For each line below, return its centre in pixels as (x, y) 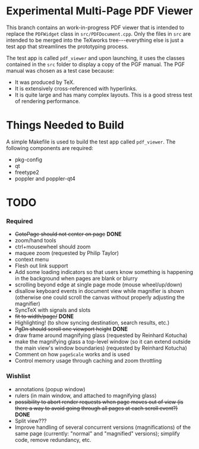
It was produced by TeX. (45, 82)
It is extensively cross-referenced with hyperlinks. (76, 88)
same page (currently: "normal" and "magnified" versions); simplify (97, 434)
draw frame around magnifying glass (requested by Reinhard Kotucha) (101, 335)
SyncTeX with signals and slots (53, 310)
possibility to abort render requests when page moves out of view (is (99, 402)
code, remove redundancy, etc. (53, 439)
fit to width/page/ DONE (44, 316)
